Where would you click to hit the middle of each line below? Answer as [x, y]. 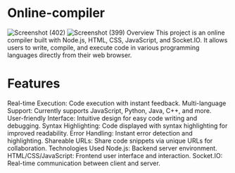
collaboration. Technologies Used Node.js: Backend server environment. [112, 148]
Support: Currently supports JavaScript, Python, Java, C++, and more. [109, 110]
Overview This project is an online [176, 32]
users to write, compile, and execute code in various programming [103, 47]
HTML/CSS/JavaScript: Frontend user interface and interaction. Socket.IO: [115, 155]
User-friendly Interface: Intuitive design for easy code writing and [102, 118]
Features [34, 84]
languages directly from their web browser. [70, 55]
